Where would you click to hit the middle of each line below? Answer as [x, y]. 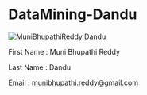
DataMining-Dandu [73, 15]
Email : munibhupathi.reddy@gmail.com [73, 82]
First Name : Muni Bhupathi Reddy [64, 51]
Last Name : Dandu [40, 67]
